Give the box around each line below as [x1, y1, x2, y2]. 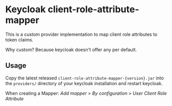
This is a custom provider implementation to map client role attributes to [5, 31, 158, 37]
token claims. [5, 37, 33, 43]
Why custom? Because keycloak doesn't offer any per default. [5, 46, 137, 52]
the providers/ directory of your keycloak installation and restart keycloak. [5, 80, 163, 86]
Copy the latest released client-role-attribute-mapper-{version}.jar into [5, 75, 164, 81]
